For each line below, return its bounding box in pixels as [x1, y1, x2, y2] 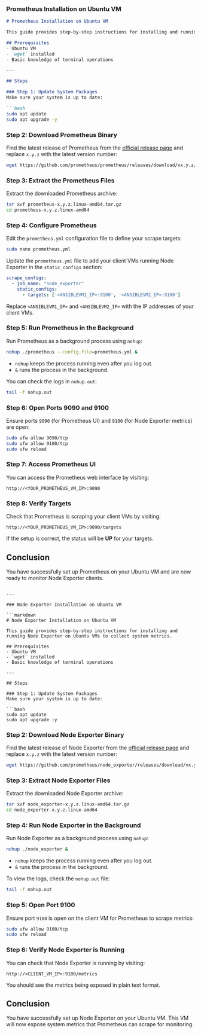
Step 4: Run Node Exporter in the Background [6, 821, 141, 829]
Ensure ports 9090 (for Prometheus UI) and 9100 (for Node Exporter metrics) [6, 417, 193, 424]
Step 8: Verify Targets [6, 499, 72, 507]
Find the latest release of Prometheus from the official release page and [6, 144, 184, 151]
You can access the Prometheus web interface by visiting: [6, 474, 150, 481]
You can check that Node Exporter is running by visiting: [6, 959, 145, 966]
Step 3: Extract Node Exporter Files [6, 776, 111, 785]
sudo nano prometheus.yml [6, 246, 71, 252]
